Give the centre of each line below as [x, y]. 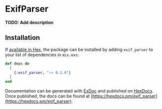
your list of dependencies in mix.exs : [42, 54]
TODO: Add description [29, 22]
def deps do [17, 64]
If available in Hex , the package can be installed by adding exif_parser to [79, 49]
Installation [23, 38]
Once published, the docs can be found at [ [49, 96]
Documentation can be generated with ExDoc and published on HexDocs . [79, 91]
